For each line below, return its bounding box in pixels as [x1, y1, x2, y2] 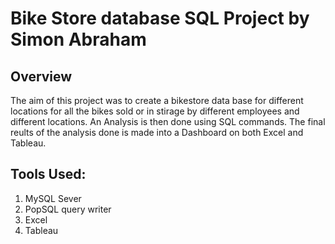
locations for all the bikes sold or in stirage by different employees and [10, 105, 300, 117]
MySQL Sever [24, 192, 82, 204]
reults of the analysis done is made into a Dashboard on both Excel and [10, 127, 304, 138]
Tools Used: [10, 166, 87, 183]
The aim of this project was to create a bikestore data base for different [10, 95, 304, 106]
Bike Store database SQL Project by [10, 7, 310, 30]
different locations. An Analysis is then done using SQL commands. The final [10, 116, 326, 127]
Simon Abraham [10, 28, 147, 51]
